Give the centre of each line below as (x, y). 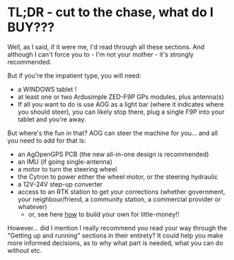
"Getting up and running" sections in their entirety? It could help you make (116, 235)
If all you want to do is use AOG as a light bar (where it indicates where (121, 104)
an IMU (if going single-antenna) (65, 161)
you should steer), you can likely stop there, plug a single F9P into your (121, 112)
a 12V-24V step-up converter (60, 184)
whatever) (32, 206)
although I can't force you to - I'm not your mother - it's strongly (101, 54)
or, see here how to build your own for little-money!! (104, 214)
